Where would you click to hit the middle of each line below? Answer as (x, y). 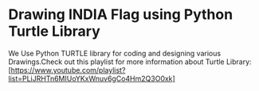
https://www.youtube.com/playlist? (68, 70)
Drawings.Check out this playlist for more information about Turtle (116, 62)
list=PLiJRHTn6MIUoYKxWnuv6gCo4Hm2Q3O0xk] (92, 78)
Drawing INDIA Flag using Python (121, 15)
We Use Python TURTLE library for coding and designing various (115, 53)
